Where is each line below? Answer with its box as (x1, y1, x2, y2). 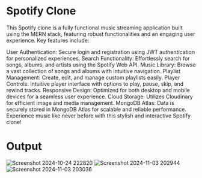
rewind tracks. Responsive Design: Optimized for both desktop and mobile (6, 86, 191, 93)
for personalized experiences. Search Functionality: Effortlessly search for (6, 55, 191, 62)
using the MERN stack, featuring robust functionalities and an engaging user (6, 30, 195, 37)
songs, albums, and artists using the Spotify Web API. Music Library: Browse (6, 61, 196, 68)
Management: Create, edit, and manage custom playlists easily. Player (6, 74, 180, 81)
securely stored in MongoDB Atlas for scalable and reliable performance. (6, 105, 186, 113)
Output (6, 140, 42, 153)
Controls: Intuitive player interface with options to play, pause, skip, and (6, 80, 184, 88)
